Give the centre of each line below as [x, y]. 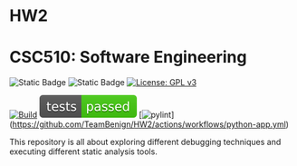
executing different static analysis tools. [84, 151]
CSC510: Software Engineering [128, 58]
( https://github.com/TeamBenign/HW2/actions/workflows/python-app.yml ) [149, 124]
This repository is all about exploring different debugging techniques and [145, 142]
